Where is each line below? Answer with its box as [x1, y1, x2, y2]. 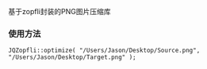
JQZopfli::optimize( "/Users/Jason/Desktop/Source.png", [8, 46, 201, 55]
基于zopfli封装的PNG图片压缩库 [8, 7, 111, 16]
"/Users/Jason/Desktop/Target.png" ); [8, 53, 136, 61]
